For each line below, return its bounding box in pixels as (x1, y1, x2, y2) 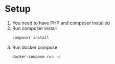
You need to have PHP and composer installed (12, 20, 110, 26)
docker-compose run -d (12, 54, 61, 59)
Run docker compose (12, 44, 58, 50)
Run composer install (12, 25, 57, 31)
